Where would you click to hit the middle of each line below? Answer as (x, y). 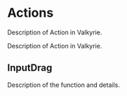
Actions (31, 13)
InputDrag (30, 68)
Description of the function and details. (64, 85)
